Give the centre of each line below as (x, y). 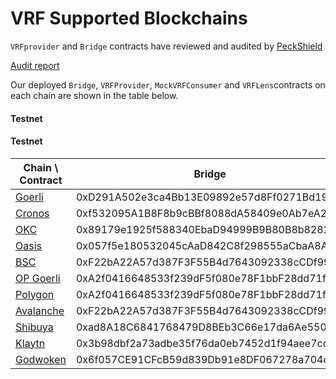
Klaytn (30, 343)
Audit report (35, 65)
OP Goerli (38, 278)
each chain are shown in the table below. (94, 95)
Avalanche (40, 310)
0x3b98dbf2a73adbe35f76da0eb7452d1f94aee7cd (202, 343)
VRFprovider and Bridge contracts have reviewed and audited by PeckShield (166, 46)
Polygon (35, 294)
